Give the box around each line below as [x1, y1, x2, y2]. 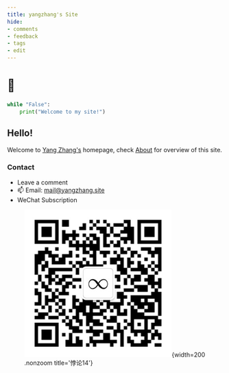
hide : [7, 18, 23, 25]
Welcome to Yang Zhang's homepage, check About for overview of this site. [7, 145, 223, 154]
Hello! [7, 128, 33, 139]
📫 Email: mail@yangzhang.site [16, 186, 105, 194]
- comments [7, 25, 38, 32]
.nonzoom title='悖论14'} [24, 359, 93, 367]
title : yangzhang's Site [7, 11, 78, 18]
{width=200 [171, 350, 206, 359]
